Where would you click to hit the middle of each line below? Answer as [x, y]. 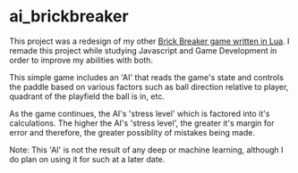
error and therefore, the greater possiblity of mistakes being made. [132, 132]
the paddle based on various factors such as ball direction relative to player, [149, 86]
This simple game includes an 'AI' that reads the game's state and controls [147, 77]
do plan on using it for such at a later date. [87, 159]
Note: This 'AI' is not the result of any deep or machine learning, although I [146, 150]
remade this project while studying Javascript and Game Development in [143, 50]
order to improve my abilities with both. [81, 60]
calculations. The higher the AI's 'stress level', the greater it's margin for [142, 123]
